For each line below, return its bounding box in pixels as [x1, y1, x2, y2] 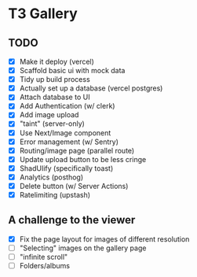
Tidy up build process [19, 75, 90, 84]
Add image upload [19, 110, 79, 120]
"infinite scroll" [19, 252, 68, 261]
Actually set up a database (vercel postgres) [19, 83, 163, 93]
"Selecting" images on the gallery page [19, 243, 147, 253]
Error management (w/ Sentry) [19, 137, 119, 146]
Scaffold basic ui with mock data [19, 66, 126, 76]
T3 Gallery [8, 5, 78, 23]
